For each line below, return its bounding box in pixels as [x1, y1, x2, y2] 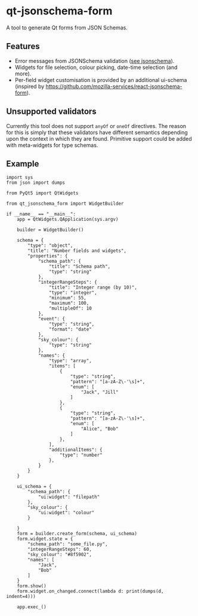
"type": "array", [48, 358, 92, 364]
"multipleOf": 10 [48, 305, 92, 312]
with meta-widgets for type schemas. [6, 141, 98, 148]
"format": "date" [48, 326, 92, 333]
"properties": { [27, 253, 68, 259]
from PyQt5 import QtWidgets [6, 190, 79, 196]
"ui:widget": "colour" [38, 510, 95, 516]
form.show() [17, 583, 47, 589]
